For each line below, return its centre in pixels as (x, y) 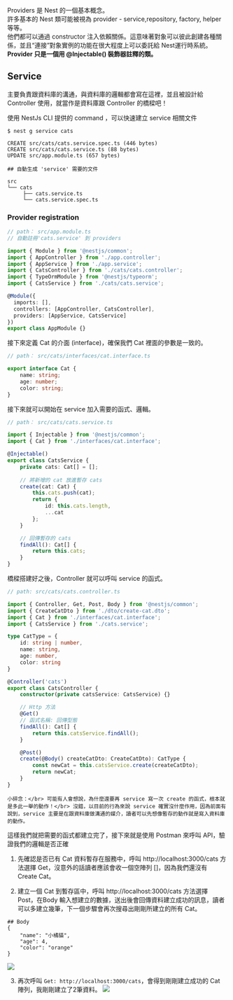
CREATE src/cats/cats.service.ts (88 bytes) (73, 149)
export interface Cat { (42, 369)
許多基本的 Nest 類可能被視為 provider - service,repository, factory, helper (114, 19)
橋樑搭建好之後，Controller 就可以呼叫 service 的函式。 (87, 579)
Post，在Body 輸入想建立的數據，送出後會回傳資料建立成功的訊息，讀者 (121, 900)
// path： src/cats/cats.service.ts (60, 422)
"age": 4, (34, 941)
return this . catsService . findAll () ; (86, 733)
